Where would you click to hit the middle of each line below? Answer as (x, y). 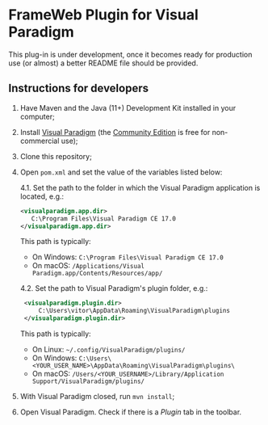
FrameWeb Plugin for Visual (104, 15)
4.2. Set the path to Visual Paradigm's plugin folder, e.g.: (114, 288)
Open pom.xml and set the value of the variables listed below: (121, 172)
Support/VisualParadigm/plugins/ (88, 381)
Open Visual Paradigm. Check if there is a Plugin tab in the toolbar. (131, 412)
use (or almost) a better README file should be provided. (103, 63)
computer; (37, 116)
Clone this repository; (56, 156)
